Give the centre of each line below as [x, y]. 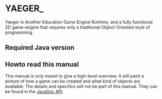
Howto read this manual [42, 64]
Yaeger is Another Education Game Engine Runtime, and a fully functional [79, 22]
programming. [19, 32]
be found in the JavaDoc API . [34, 92]
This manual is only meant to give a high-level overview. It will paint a [74, 76]
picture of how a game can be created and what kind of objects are [73, 81]
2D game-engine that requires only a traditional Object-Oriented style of [78, 27]
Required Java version [40, 48]
